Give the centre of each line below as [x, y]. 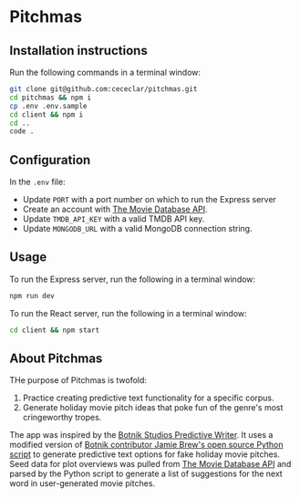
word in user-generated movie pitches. [83, 483]
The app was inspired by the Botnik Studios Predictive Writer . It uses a [141, 435]
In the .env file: [37, 182]
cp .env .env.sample [49, 106]
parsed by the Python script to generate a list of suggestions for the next [146, 474]
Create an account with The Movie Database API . [115, 209]
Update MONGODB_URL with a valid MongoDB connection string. [137, 229]
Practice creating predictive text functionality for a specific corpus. [149, 398]
